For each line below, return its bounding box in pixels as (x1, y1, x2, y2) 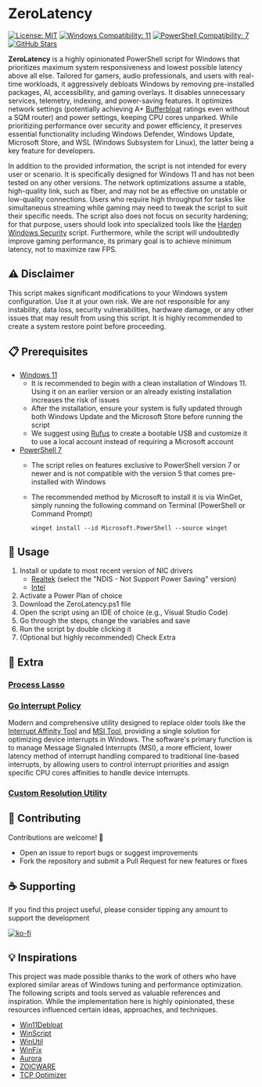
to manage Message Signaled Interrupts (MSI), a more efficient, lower (8, 742, 233, 752)
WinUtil (19, 1037, 44, 1046)
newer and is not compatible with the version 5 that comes (31, 469, 221, 478)
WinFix (19, 1045, 42, 1055)
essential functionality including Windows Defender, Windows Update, (8, 129, 235, 138)
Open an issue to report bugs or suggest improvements (19, 848, 198, 857)
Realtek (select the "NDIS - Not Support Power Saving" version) (31, 575, 237, 584)
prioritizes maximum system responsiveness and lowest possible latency (8, 62, 242, 71)
